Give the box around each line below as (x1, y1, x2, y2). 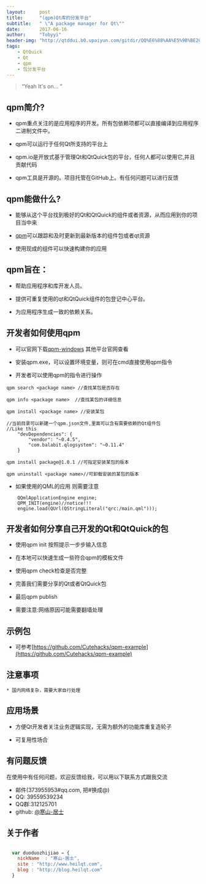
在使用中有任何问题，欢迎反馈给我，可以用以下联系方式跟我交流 (6, 773, 167, 780)
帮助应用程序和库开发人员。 (15, 282, 86, 289)
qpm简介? (6, 102, 45, 112)
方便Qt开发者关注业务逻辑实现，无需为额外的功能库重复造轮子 (15, 723, 172, 730)
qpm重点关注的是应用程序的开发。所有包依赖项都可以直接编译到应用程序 (15, 120, 199, 127)
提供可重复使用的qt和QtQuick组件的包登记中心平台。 (15, 295, 149, 302)
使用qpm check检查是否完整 (15, 567, 87, 574)
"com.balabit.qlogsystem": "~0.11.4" (28, 442, 124, 448)
